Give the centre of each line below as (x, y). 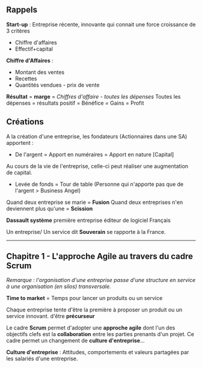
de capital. (19, 172)
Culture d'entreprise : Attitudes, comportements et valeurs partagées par (98, 352)
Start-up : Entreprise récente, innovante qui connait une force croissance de (101, 24)
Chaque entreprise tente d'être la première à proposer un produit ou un (94, 310)
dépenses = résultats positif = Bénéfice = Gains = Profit (75, 103)
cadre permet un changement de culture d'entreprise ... (76, 341)
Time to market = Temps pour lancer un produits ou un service (84, 298)
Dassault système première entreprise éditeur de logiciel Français (89, 220)
